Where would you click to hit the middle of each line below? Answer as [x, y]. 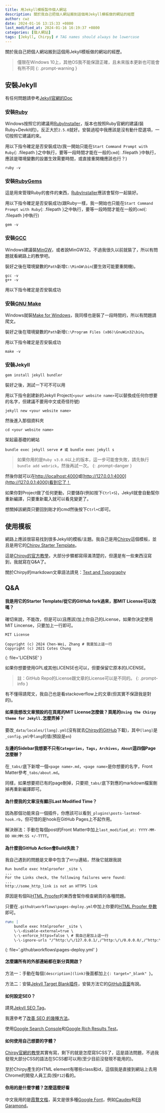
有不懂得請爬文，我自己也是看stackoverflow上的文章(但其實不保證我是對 [78, 694]
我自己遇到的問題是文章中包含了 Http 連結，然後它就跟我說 [63, 860]
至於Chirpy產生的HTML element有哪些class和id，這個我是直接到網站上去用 [81, 1069]
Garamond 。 [18, 1106]
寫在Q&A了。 [35, 562]
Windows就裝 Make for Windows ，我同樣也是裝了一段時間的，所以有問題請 [81, 315]
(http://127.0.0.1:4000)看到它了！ [38, 483]
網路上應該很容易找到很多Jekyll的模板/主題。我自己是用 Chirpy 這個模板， [79, 539]
